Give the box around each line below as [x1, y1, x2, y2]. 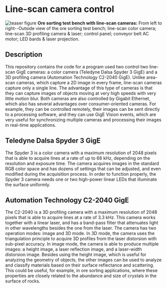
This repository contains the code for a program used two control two [5, 63, 149, 69]
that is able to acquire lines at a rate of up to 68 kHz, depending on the [5, 155, 151, 161]
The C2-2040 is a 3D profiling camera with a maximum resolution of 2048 [5, 209, 158, 215]
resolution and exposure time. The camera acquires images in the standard [5, 160, 160, 166]
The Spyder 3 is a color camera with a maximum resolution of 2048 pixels [5, 150, 157, 156]
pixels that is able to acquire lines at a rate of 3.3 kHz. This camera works [5, 215, 156, 221]
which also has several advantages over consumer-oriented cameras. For [5, 101, 157, 107]
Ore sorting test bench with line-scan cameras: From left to [37, 20, 162, 26]
